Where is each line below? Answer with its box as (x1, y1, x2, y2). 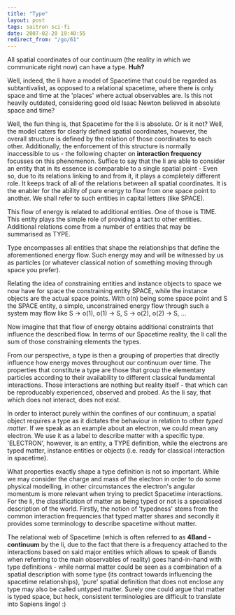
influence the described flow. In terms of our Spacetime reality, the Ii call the (7, 330, 227, 339)
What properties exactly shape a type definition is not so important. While (7, 467, 220, 476)
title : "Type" (7, 10, 49, 17)
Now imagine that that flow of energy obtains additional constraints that (7, 323, 214, 331)
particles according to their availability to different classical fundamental (7, 374, 215, 382)
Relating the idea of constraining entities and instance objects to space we (7, 279, 222, 288)
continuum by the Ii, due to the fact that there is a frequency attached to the (7, 540, 227, 549)
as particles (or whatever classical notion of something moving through (7, 258, 213, 267)
